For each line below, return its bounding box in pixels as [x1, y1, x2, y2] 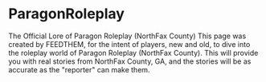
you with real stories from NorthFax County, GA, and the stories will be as [8, 57, 252, 66]
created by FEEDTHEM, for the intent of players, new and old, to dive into [8, 39, 251, 49]
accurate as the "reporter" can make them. [8, 64, 150, 74]
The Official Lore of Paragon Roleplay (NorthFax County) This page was [8, 31, 247, 41]
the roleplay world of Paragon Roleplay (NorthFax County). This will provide [8, 48, 259, 57]
